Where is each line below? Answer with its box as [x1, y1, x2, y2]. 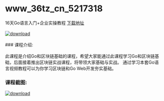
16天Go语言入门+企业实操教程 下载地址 [5, 20, 85, 26]
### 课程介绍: [5, 41, 33, 47]
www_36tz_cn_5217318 [5, 3, 103, 14]
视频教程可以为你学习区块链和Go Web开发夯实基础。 [9, 65, 117, 71]
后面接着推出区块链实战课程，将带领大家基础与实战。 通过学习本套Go [13, 59, 155, 65]
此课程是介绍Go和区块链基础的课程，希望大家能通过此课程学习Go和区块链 [5, 53, 155, 59]
